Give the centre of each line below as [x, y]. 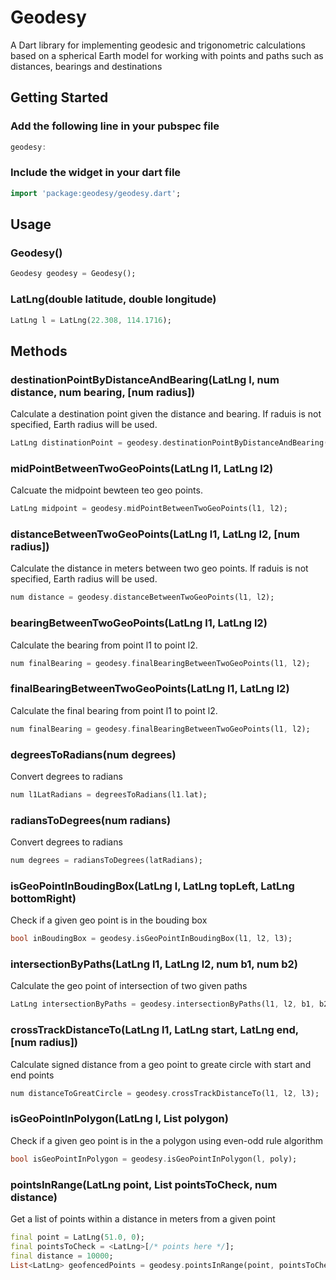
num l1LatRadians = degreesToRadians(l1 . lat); [109, 794]
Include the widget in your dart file [96, 173]
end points [32, 1075]
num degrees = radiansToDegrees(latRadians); [106, 861]
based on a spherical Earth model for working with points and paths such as [167, 55]
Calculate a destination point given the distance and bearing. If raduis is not [166, 414]
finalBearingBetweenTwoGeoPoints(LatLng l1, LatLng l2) [150, 689]
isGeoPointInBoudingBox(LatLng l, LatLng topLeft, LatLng [152, 886]
